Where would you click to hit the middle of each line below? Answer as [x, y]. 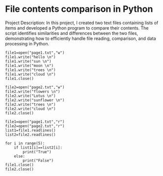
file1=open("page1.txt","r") [35, 122]
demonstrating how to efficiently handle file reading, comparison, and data [81, 38]
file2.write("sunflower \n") [35, 100]
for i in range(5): [25, 143]
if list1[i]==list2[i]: [38, 147]
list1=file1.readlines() [30, 130]
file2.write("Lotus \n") [30, 96]
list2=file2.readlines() [30, 135]
